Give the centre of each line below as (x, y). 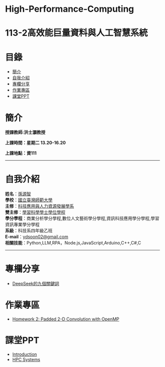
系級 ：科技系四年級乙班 (29, 231)
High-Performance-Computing (69, 9)
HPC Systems (26, 359)
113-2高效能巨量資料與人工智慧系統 (77, 33)
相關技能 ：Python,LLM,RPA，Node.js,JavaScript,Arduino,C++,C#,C (73, 243)
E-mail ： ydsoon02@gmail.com (37, 237)
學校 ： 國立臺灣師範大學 (29, 200)
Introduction (25, 354)
